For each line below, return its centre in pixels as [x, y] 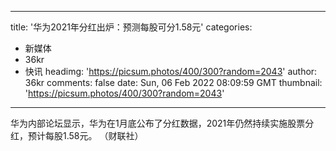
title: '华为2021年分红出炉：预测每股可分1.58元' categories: [131, 27]
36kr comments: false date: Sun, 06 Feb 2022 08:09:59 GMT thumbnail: [173, 82]
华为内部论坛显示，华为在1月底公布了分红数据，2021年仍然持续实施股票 [158, 123]
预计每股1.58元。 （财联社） [85, 135]
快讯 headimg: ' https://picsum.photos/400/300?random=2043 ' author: [171, 71]
